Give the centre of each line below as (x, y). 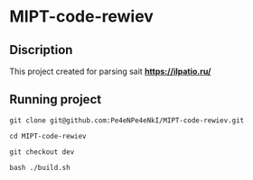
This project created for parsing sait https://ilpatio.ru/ (110, 71)
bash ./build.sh (40, 167)
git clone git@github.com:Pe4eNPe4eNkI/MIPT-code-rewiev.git (127, 120)
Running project (56, 99)
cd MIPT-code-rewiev (48, 136)
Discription (41, 50)
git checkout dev (42, 152)
